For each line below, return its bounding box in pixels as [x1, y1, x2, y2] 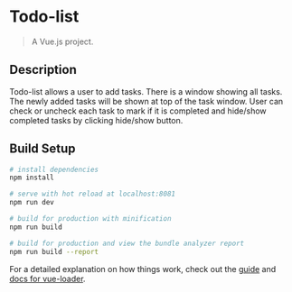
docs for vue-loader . [9, 273, 86, 284]
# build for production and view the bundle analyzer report [9, 239, 245, 248]
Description [9, 62, 77, 78]
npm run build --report [9, 247, 99, 256]
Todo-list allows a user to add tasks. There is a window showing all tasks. [9, 86, 283, 96]
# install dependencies [9, 165, 99, 174]
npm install [9, 173, 54, 182]
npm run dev [9, 198, 54, 207]
